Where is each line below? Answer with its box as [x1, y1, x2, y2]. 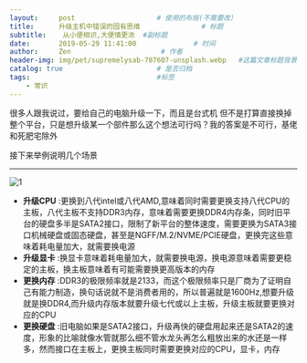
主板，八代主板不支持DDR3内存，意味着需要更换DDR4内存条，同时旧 [22, 206, 283, 217]
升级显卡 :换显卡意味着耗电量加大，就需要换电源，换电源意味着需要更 [22, 252, 284, 263]
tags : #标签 [9, 73, 175, 82]
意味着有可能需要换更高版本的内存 [86, 264, 216, 275]
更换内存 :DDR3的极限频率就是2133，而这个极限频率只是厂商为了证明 [22, 275, 284, 285]
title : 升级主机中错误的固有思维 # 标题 [9, 22, 224, 31]
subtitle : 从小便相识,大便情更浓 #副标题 [9, 30, 168, 39]
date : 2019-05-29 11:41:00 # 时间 [9, 38, 217, 48]
